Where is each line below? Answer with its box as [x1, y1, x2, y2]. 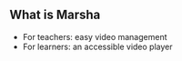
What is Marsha [9, 7, 101, 23]
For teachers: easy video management [22, 31, 167, 42]
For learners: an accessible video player [22, 41, 173, 52]
